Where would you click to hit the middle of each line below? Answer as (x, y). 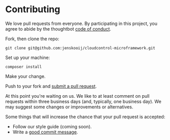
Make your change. (25, 76)
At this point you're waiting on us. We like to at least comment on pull (77, 96)
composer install (24, 67)
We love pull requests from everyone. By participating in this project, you (81, 23)
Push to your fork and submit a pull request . (51, 86)
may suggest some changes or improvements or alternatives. (69, 107)
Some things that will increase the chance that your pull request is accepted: (85, 117)
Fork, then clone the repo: (32, 39)
